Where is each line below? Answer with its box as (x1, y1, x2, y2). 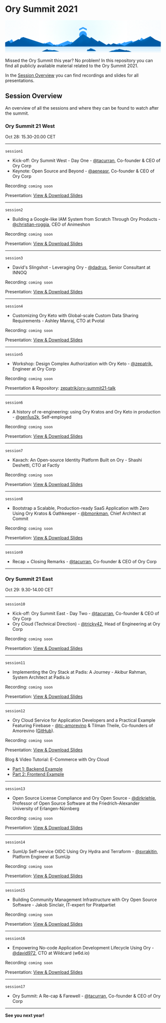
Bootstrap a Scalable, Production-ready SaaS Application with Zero (12, 505, 149, 511)
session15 (5, 888, 26, 893)
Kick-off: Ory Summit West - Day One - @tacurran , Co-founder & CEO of (12, 157, 161, 164)
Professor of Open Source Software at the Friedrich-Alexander (12, 800, 140, 806)
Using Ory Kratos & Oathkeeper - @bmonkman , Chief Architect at (12, 510, 146, 516)
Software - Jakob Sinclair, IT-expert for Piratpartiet (12, 902, 116, 908)
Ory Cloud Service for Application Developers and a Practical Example (12, 717, 156, 723)
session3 (5, 255, 23, 260)
